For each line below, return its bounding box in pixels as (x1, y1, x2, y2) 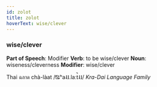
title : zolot (6, 15, 40, 21)
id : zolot (6, 9, 32, 15)
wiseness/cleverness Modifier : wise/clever (6, 61, 115, 68)
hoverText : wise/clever (6, 20, 67, 26)
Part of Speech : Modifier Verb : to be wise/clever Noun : (6, 55, 147, 62)
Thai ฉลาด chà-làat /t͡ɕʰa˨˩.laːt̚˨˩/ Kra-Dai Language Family (6, 73, 151, 80)
